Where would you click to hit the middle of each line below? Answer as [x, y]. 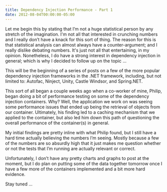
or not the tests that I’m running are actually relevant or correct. [70, 148]
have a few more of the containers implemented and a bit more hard [75, 169]
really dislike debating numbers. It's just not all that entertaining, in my [77, 50]
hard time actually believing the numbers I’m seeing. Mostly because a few [82, 138]
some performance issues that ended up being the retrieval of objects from [83, 107]
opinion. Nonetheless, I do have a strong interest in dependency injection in [83, 55]
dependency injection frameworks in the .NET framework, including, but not [83, 76]
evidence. [15, 174]
